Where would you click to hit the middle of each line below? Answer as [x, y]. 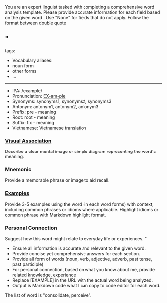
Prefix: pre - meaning [34, 112]
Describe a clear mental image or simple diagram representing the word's [81, 151]
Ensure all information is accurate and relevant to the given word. [79, 248]
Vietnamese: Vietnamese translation [49, 128]
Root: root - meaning [34, 117]
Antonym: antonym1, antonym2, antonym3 [55, 106]
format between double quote [36, 23]
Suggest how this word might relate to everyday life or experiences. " [76, 238]
